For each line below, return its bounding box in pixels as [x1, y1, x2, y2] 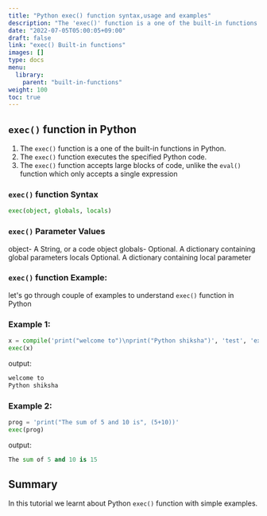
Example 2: [8, 400, 52, 411]
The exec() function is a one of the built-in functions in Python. [19, 144, 226, 154]
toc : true [8, 93, 41, 101]
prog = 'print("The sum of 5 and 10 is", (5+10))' [8, 418, 180, 426]
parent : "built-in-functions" [22, 78, 123, 86]
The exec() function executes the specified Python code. [19, 152, 207, 162]
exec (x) [8, 344, 34, 352]
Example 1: [8, 319, 51, 330]
